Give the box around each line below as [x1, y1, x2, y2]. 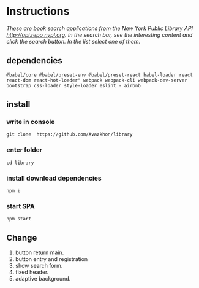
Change [6, 232, 37, 243]
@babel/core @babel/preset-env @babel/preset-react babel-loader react [6, 72, 193, 78]
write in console [6, 118, 55, 126]
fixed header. [15, 268, 49, 276]
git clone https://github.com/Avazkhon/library [6, 131, 133, 138]
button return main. [15, 249, 64, 256]
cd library [6, 160, 34, 166]
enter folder [6, 146, 43, 154]
